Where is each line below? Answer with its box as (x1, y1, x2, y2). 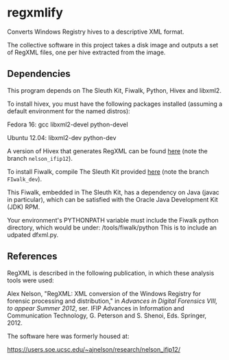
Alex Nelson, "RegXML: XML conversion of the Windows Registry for (7, 289, 201, 297)
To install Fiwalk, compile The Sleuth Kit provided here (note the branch (7, 167, 209, 176)
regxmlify (7, 5, 64, 21)
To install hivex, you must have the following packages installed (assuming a (7, 100, 223, 108)
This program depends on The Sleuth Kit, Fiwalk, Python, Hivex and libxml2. (7, 86, 221, 94)
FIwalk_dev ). (7, 175, 43, 183)
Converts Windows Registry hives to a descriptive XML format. (7, 27, 184, 36)
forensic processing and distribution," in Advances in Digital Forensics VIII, (7, 297, 218, 305)
